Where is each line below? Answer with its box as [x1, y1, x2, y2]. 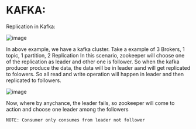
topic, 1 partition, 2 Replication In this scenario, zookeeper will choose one [6, 52, 185, 59]
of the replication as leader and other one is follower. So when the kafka [6, 58, 180, 65]
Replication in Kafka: [6, 23, 56, 30]
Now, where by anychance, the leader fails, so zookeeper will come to [6, 99, 175, 106]
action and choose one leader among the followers [6, 106, 129, 113]
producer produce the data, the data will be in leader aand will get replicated [6, 64, 191, 71]
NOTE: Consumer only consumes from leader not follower [6, 117, 145, 123]
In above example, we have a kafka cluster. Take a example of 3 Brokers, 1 [6, 45, 185, 53]
